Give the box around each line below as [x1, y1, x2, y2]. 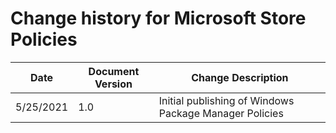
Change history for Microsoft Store [10, 7, 307, 30]
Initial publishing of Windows [158, 93, 295, 107]
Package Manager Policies [158, 106, 284, 120]
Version [94, 77, 133, 91]
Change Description [191, 70, 289, 84]
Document [88, 64, 140, 78]
